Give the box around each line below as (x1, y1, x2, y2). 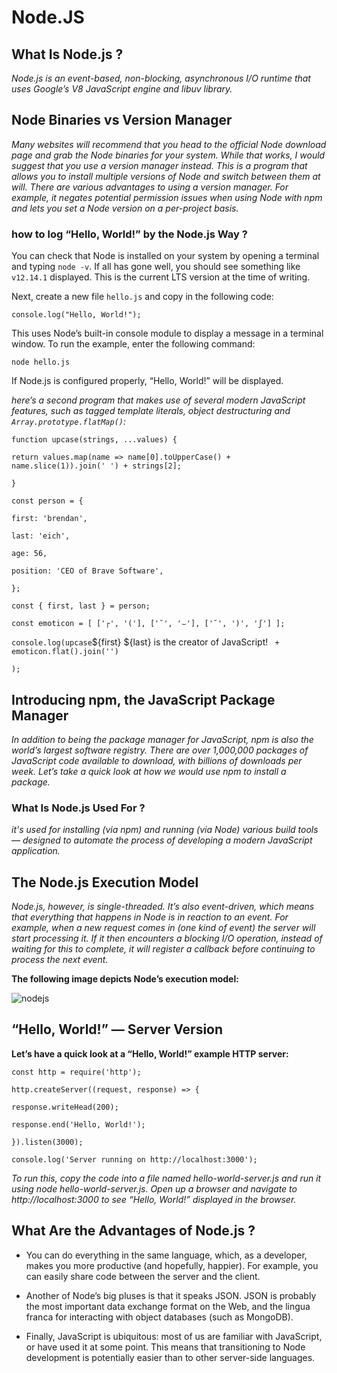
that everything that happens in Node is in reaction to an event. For (11, 911, 289, 923)
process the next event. (11, 954, 109, 966)
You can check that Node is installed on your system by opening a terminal (11, 250, 320, 262)
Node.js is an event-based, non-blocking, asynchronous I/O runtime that (11, 72, 311, 84)
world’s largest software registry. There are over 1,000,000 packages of (11, 744, 309, 756)
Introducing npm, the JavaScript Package (11, 691, 276, 708)
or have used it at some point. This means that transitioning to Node (25, 1341, 306, 1353)
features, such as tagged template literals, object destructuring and (11, 405, 291, 417)
